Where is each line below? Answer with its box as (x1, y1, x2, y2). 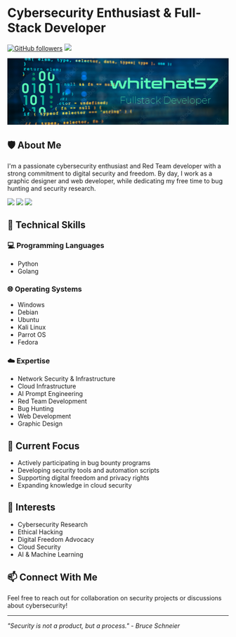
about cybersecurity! (7, 601, 68, 610)
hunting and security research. (7, 184, 96, 192)
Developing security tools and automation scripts (17, 466, 160, 474)
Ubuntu (17, 315, 40, 323)
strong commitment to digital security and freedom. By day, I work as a (7, 169, 213, 178)
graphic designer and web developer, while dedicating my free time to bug (7, 176, 223, 185)
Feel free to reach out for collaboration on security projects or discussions (7, 593, 222, 602)
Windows (17, 300, 45, 309)
